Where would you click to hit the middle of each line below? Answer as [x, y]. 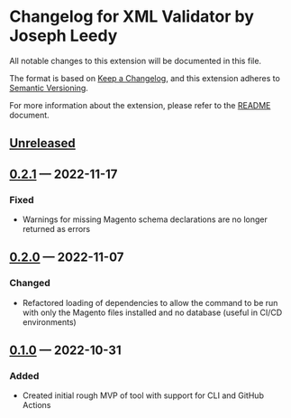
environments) [49, 321]
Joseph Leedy [64, 36]
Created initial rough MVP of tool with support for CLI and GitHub [143, 395]
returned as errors [56, 229]
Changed [30, 283]
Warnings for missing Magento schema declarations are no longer [145, 219]
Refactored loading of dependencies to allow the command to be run [150, 302]
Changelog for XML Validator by [132, 17]
